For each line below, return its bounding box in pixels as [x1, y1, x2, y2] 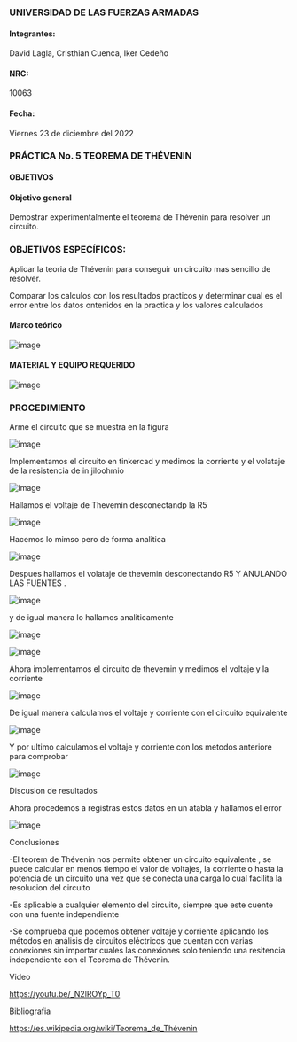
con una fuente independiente [9, 909, 120, 920]
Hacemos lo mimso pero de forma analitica [9, 534, 167, 545]
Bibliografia [9, 1006, 51, 1016]
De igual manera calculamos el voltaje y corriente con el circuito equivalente [9, 707, 288, 719]
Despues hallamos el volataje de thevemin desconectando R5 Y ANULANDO [9, 569, 288, 579]
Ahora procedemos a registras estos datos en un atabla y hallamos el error [9, 803, 282, 813]
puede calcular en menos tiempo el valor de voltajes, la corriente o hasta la [9, 864, 284, 875]
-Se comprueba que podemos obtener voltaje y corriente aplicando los [9, 926, 269, 937]
